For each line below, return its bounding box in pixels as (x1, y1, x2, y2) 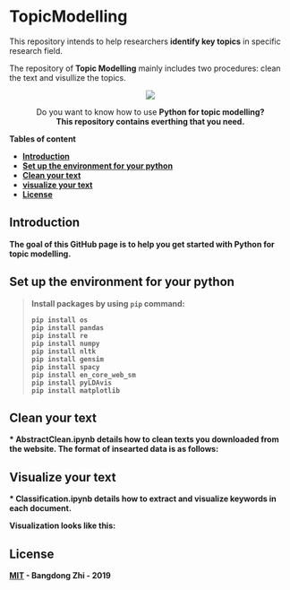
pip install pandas (30, 323, 105, 333)
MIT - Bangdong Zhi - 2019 (9, 570, 112, 580)
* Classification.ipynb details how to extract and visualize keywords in (9, 493, 277, 504)
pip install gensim (30, 354, 105, 364)
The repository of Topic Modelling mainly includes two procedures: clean (9, 63, 281, 74)
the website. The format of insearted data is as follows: (9, 444, 219, 455)
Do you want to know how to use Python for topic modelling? (36, 106, 265, 117)
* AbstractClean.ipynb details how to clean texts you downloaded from (9, 434, 279, 445)
